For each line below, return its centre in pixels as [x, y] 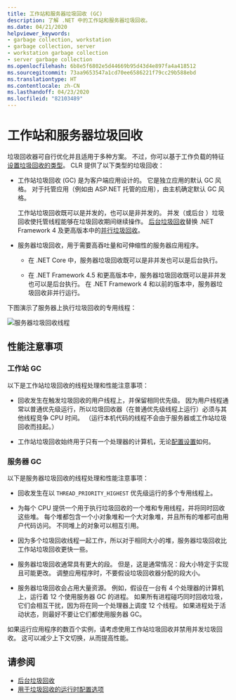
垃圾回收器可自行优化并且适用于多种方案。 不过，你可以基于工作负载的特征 [116, 156]
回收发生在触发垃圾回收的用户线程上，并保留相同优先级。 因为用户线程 [120, 400]
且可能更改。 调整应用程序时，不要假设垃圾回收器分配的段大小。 [111, 573]
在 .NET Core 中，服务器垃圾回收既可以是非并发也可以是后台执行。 [125, 260]
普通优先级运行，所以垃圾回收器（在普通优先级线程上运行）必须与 [125, 409]
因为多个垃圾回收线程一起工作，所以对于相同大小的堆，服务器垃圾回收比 [122, 540]
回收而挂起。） [38, 427]
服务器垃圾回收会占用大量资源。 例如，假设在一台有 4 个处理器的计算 [117, 588]
